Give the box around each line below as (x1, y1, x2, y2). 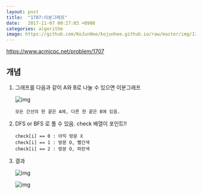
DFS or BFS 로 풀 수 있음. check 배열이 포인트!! (14, 120, 127, 127)
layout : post (6, 8, 39, 15)
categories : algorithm (6, 25, 63, 32)
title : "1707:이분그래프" (6, 14, 68, 20)
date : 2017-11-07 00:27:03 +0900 (6, 20, 96, 26)
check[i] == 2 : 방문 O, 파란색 (14, 146, 90, 152)
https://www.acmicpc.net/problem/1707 (6, 48, 105, 55)
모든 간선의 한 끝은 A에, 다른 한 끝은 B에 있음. (14, 108, 120, 114)
